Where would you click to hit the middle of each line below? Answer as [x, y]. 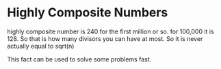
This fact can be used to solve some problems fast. [79, 59]
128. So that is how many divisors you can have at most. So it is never [105, 38]
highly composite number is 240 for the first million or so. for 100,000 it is [110, 31]
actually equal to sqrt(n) [41, 46]
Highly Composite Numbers [88, 13]
